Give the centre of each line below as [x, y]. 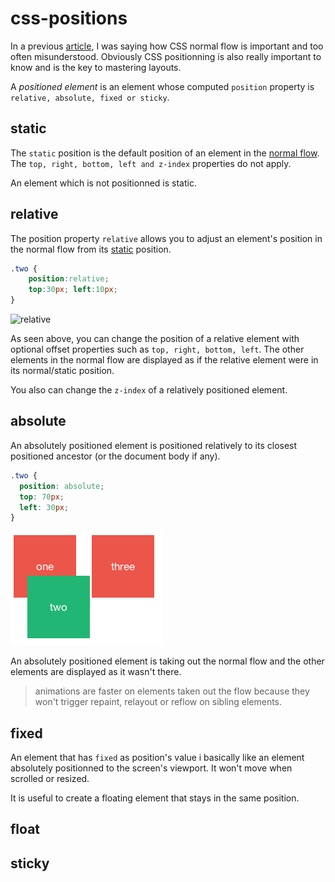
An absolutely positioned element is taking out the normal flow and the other [167, 661]
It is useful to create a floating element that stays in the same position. [155, 798]
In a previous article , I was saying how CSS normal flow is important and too [167, 46]
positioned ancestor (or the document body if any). [115, 456]
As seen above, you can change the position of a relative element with [155, 339]
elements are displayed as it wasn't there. [96, 672]
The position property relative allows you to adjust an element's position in [166, 238]
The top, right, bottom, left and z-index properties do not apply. [151, 163]
